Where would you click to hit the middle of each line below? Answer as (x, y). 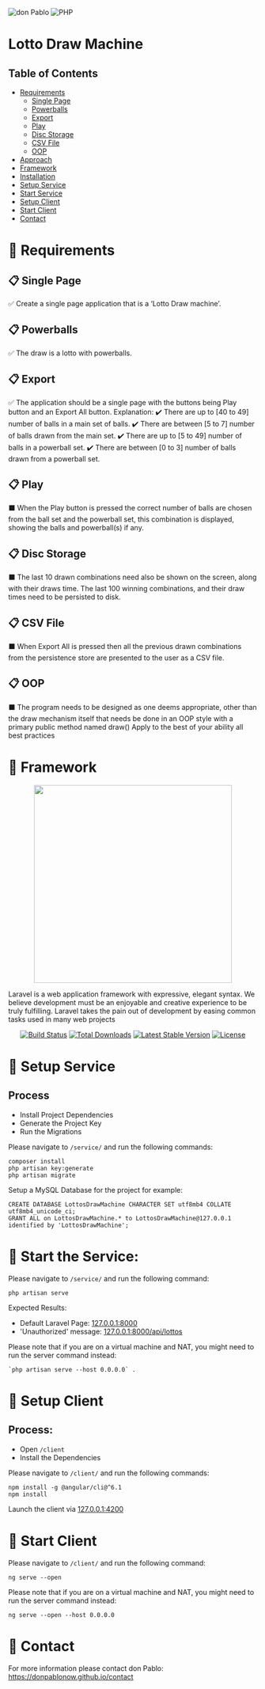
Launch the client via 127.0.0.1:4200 (66, 1509)
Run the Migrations (51, 1131)
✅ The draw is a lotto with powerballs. (70, 353)
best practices (32, 735)
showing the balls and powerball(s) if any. (76, 528)
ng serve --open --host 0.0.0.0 (61, 1615)
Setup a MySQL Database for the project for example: (96, 1190)
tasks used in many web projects (62, 1019)
